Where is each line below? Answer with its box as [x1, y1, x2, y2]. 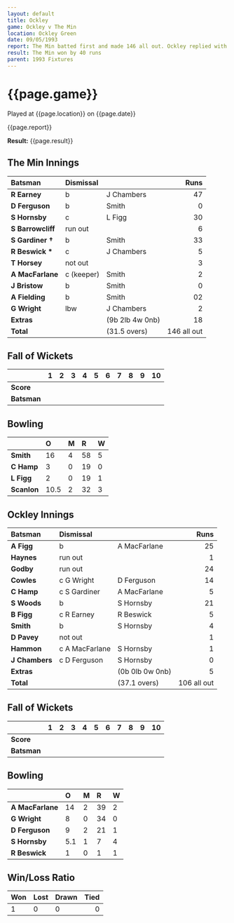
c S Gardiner [59, 586, 100, 596]
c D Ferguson [59, 655, 104, 665]
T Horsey [11, 257, 43, 267]
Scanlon [11, 485, 39, 494]
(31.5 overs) [106, 326, 149, 336]
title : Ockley [7, 17, 49, 24]
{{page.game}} [7, 86, 98, 102]
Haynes [11, 552, 37, 562]
